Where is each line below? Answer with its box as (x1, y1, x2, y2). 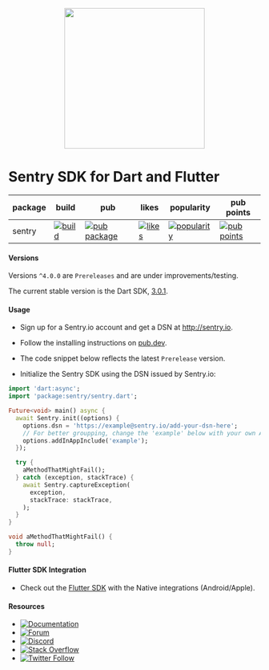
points (225, 206, 251, 218)
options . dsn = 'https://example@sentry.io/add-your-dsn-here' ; (22, 422, 239, 430)
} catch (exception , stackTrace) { (15, 474, 134, 482)
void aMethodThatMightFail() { (8, 533, 113, 541)
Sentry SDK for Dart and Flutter (8, 168, 220, 186)
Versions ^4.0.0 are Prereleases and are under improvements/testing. (8, 271, 239, 280)
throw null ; (15, 541, 56, 549)
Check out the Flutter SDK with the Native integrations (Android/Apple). (19, 583, 255, 593)
